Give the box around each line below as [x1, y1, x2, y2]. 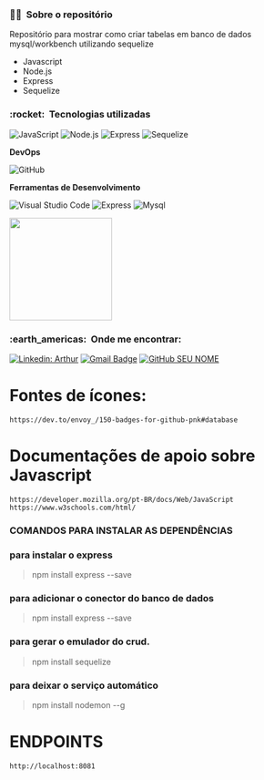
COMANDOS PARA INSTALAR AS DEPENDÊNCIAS [9, 524, 234, 537]
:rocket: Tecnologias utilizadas [9, 108, 151, 121]
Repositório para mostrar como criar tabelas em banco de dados [9, 29, 252, 40]
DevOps [9, 146, 41, 158]
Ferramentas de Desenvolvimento [9, 181, 141, 192]
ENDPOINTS [9, 732, 104, 753]
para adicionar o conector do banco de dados [9, 591, 215, 604]
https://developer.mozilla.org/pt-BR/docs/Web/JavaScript [9, 495, 234, 504]
